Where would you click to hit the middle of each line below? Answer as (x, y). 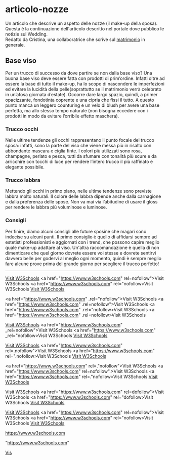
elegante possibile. (25, 167)
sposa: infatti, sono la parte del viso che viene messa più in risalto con (78, 146)
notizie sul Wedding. (27, 34)
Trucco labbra (23, 180)
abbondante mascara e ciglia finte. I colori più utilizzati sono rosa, (74, 151)
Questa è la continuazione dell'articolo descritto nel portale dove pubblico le (85, 28)
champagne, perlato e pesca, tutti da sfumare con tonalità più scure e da (81, 156)
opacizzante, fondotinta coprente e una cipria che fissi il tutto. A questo (80, 100)
